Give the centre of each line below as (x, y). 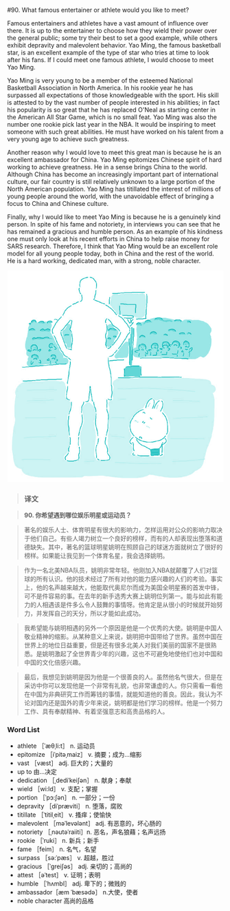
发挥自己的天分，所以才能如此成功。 (93, 614)
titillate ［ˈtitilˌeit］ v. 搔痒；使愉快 (64, 815)
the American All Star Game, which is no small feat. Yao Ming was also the (112, 117)
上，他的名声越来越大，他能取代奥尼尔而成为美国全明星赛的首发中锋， (123, 587)
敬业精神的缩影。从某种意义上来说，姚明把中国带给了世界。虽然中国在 (123, 637)
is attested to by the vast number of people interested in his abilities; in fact (113, 102)
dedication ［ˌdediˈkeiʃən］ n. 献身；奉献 (74, 780)
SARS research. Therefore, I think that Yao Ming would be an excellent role (113, 246)
